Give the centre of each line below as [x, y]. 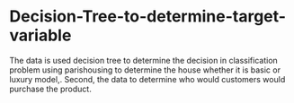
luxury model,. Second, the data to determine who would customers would [147, 79]
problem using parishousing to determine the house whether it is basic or [145, 70]
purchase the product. [50, 89]
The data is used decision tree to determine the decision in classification [144, 60]
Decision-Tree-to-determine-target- [147, 17]
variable [40, 35]
